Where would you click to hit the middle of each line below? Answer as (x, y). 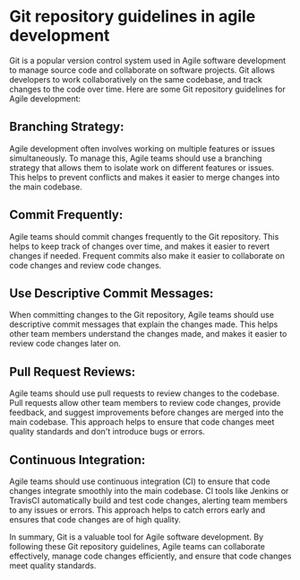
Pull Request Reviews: (73, 371)
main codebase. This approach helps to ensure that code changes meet (142, 422)
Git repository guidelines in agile (133, 17)
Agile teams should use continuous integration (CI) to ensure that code (140, 481)
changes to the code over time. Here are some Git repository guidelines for (147, 89)
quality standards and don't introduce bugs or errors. (107, 432)
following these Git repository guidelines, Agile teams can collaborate (137, 546)
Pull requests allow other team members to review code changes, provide (145, 403)
